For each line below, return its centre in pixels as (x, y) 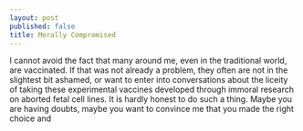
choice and (31, 118)
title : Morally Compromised (63, 35)
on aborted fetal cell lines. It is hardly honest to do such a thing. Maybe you (151, 99)
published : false (42, 26)
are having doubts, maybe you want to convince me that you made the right (152, 109)
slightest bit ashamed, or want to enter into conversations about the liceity (149, 80)
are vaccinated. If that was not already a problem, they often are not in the (149, 70)
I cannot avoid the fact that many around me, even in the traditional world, (148, 61)
